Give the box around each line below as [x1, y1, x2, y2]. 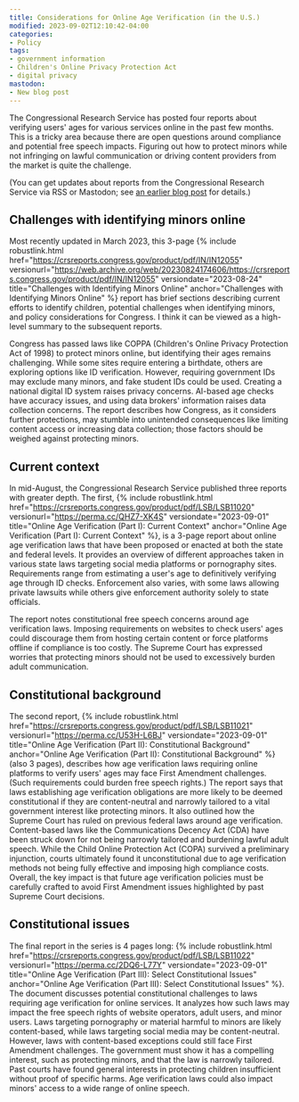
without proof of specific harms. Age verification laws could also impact [9, 1073, 273, 1084]
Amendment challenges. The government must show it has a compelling [9, 1045, 274, 1056]
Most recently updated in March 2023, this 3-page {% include [9, 236, 238, 246]
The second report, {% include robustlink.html [9, 710, 179, 721]
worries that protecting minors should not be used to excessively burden [9, 652, 276, 663]
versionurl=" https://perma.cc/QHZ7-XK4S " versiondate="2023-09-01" [9, 511, 270, 522]
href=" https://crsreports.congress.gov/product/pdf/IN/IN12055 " [9, 255, 243, 266]
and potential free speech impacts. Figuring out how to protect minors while [9, 140, 287, 152]
